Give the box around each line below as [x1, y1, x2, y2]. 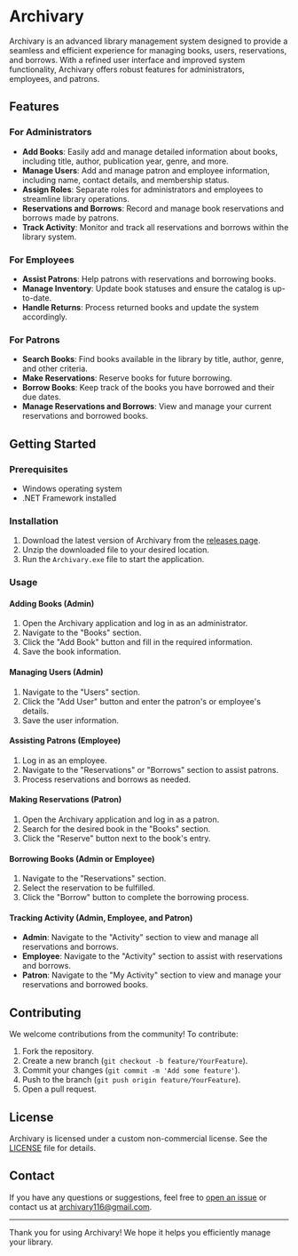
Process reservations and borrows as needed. [21, 774, 192, 785]
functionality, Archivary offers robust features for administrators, [9, 64, 246, 75]
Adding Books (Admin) [9, 598, 95, 608]
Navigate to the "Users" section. [21, 687, 140, 697]
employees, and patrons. [9, 73, 100, 84]
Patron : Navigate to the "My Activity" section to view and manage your [21, 970, 282, 980]
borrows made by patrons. [21, 212, 120, 223]
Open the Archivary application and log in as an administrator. [21, 618, 248, 629]
